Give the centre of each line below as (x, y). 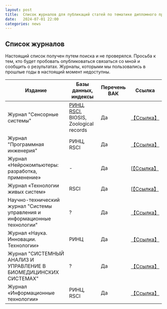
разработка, (22, 171)
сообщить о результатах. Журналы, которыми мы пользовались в (75, 67)
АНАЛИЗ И (21, 260)
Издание (36, 90)
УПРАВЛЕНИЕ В (27, 266)
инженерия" (23, 151)
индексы (83, 97)
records (78, 130)
